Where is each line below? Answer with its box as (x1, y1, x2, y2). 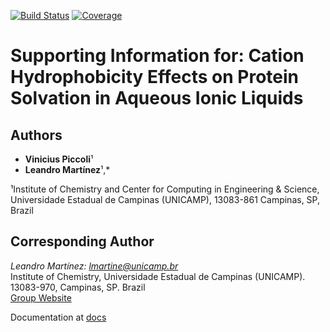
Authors (10, 126, 63, 144)
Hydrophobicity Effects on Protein (10, 66, 300, 89)
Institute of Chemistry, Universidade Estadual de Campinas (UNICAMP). (10, 270, 306, 282)
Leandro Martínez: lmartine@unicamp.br (10, 260, 179, 272)
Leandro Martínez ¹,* (24, 164, 111, 175)
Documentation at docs (10, 311, 107, 323)
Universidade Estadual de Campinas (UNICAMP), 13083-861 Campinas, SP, (10, 194, 321, 205)
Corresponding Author (10, 233, 155, 250)
